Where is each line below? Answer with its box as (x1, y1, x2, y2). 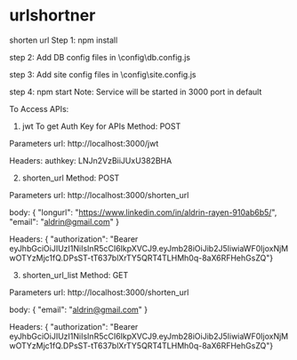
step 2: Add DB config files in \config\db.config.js (9, 52, 191, 62)
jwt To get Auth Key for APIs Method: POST (21, 121, 181, 132)
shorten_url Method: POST (21, 172, 120, 183)
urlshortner (9, 5, 96, 26)
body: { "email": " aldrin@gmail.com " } (9, 304, 148, 315)
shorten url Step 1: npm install (9, 35, 118, 45)
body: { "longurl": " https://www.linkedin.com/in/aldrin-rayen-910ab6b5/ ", (9, 206, 277, 218)
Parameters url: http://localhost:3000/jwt (9, 138, 159, 148)
